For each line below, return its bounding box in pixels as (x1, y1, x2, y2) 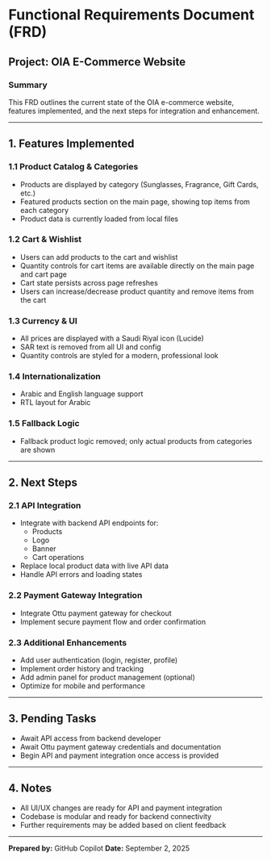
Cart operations (31, 553, 85, 562)
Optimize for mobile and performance (19, 681, 145, 691)
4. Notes (8, 781, 52, 796)
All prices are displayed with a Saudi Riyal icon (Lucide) (19, 333, 204, 344)
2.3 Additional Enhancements (8, 637, 127, 648)
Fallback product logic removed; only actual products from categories (19, 436, 252, 445)
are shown (19, 445, 56, 454)
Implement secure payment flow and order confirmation (19, 616, 206, 626)
